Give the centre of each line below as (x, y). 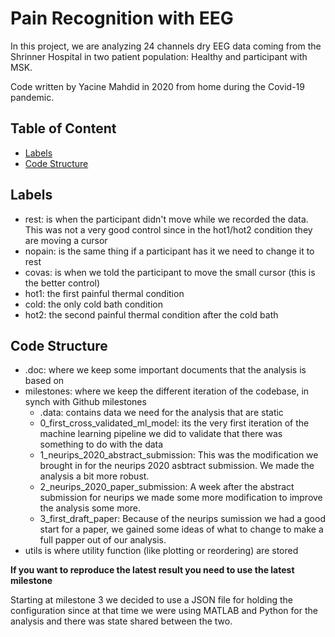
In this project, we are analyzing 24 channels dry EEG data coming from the (166, 46)
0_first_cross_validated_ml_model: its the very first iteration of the (174, 423)
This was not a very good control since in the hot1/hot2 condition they (168, 229)
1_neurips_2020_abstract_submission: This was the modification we (179, 455)
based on (44, 381)
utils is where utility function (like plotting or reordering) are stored (161, 551)
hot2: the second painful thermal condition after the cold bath (151, 314)
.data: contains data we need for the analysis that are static (161, 413)
